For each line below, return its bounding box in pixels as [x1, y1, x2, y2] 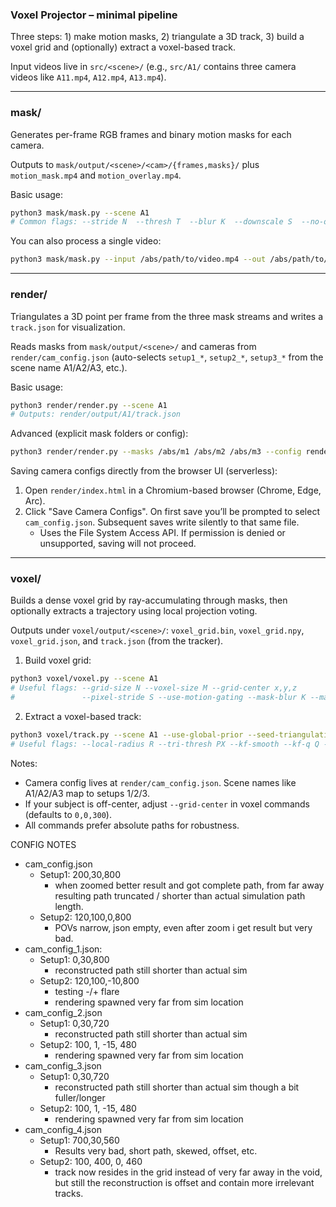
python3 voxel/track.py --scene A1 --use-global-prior [10, 730, 244, 740]
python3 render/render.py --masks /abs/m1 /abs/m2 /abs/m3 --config [10, 447, 302, 457]
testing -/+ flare [54, 985, 120, 997]
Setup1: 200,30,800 [39, 868, 122, 880]
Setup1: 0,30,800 [39, 953, 110, 965]
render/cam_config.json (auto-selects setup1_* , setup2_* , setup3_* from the [10, 351, 324, 363]
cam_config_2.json [24, 1006, 103, 1018]
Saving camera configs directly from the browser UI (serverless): [10, 465, 278, 477]
